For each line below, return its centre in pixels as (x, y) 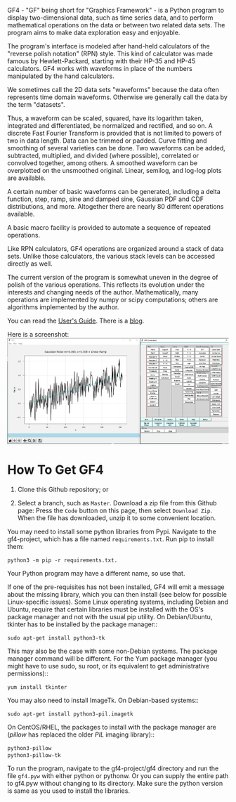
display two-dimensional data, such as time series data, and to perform (110, 18)
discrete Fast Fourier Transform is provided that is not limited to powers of (114, 133)
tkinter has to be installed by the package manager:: (83, 624)
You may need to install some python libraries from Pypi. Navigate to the (112, 531)
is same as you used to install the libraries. (68, 791)
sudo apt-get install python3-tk (56, 638)
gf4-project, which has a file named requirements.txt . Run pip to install (111, 539)
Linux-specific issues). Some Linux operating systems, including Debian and (118, 602)
